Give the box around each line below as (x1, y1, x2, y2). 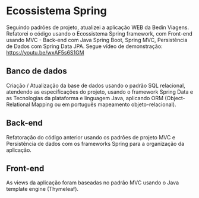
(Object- (165, 94, 185, 101)
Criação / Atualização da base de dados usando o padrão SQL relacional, (6, 82, 185, 89)
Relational (6, 101, 31, 108)
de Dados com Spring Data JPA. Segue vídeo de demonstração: (6, 43, 163, 50)
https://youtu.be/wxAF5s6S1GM (6, 49, 84, 56)
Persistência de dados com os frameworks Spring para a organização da (6, 140, 185, 147)
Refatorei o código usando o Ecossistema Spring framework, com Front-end (6, 30, 193, 37)
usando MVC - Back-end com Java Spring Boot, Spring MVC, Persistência (6, 36, 188, 43)
